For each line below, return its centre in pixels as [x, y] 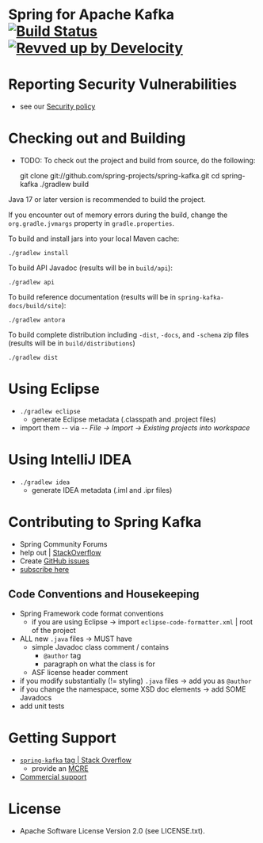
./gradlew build [65, 185]
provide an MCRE [60, 768]
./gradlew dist [33, 358]
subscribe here [44, 569]
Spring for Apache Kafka [91, 15]
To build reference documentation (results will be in [92, 297]
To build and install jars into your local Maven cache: [94, 238]
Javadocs [36, 697]
